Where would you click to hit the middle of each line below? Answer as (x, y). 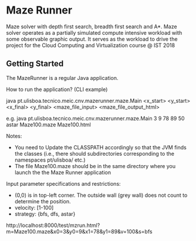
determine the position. (43, 201)
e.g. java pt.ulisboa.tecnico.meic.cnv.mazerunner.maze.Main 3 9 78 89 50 (95, 118)
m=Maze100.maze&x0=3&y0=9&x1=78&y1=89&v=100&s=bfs (79, 231)
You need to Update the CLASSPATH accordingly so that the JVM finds (100, 147)
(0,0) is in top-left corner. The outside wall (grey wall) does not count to (101, 195)
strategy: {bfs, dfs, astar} (45, 214)
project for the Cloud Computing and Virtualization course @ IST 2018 (90, 45)
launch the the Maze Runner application (63, 172)
